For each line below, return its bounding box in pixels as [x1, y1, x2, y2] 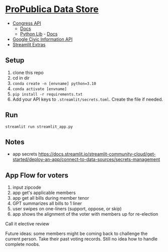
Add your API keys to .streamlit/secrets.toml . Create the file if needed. [12, 96, 163, 102]
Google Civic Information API [12, 36, 73, 42]
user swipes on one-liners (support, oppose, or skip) [12, 206, 122, 212]
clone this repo [12, 69, 44, 75]
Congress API [12, 20, 41, 26]
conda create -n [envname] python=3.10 [12, 81, 97, 86]
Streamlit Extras [12, 41, 46, 47]
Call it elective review [5, 221, 49, 227]
